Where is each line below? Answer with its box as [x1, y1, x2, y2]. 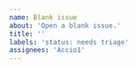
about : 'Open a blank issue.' [9, 21, 122, 30]
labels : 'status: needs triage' [9, 37, 129, 47]
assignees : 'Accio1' [9, 46, 86, 55]
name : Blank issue [9, 12, 77, 22]
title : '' [9, 29, 46, 38]
